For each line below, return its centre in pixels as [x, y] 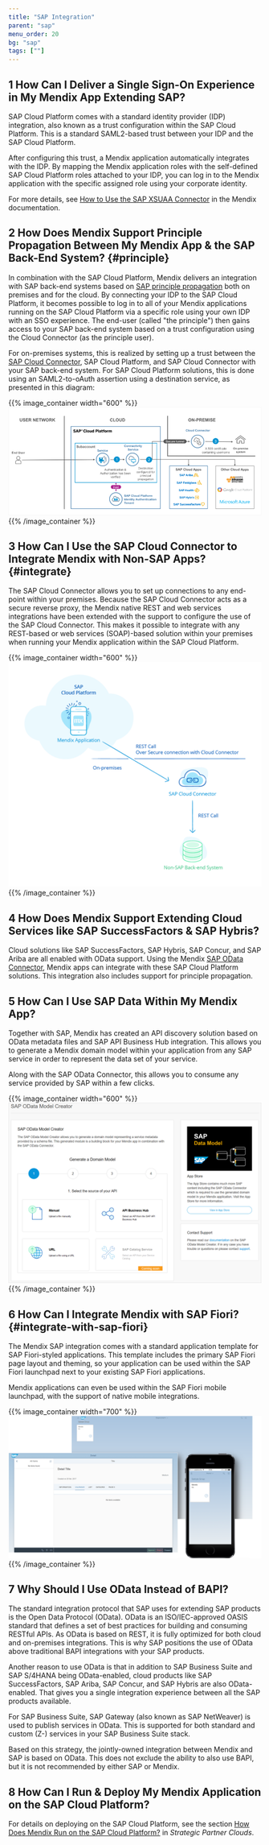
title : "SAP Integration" [51, 17]
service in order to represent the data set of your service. [103, 1058]
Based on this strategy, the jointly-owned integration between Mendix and [130, 1750]
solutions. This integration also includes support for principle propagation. [130, 976]
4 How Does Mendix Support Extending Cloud [125, 918]
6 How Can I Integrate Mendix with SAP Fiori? [124, 1314]
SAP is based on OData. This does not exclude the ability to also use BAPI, [131, 1758]
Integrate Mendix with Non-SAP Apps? [107, 558]
